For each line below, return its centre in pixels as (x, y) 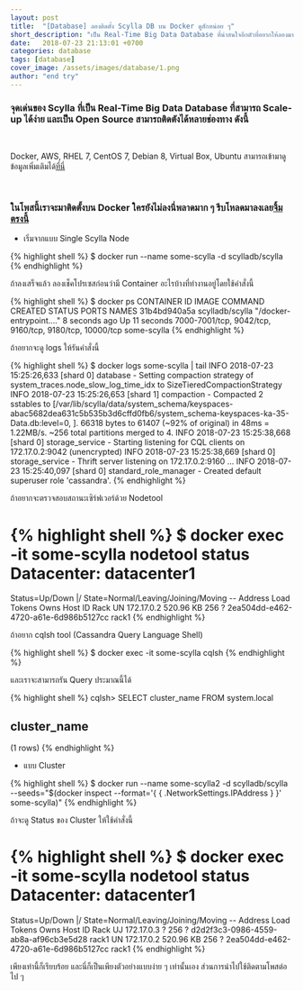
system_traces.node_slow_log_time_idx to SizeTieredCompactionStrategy (146, 385)
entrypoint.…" (36, 321)
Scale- (278, 107)
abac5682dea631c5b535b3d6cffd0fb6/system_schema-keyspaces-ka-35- (150, 414)
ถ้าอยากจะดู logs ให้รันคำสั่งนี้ (55, 348)
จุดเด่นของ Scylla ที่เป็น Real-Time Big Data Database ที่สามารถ (136, 107)
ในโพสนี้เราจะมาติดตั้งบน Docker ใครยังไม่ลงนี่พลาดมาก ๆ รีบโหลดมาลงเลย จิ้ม (147, 207)
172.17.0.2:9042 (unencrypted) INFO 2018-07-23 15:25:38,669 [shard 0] (143, 452)
